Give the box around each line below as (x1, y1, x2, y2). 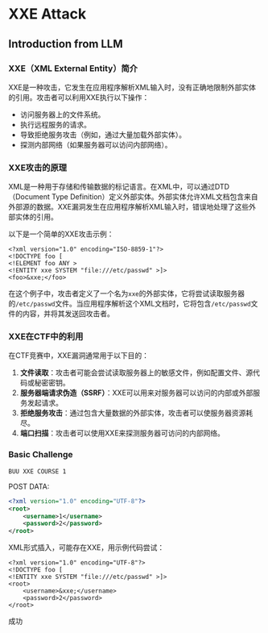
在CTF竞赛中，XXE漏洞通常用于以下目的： (8, 351, 150, 360)
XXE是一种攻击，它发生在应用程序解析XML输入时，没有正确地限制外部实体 (8, 82, 256, 92)
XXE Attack (8, 5, 87, 23)
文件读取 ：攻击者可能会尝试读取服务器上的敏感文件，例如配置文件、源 (19, 368, 254, 377)
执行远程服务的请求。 (19, 119, 91, 129)
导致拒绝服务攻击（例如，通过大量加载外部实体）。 (19, 130, 187, 140)
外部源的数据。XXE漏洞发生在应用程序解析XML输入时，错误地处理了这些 (8, 202, 249, 212)
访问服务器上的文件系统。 (19, 110, 105, 119)
